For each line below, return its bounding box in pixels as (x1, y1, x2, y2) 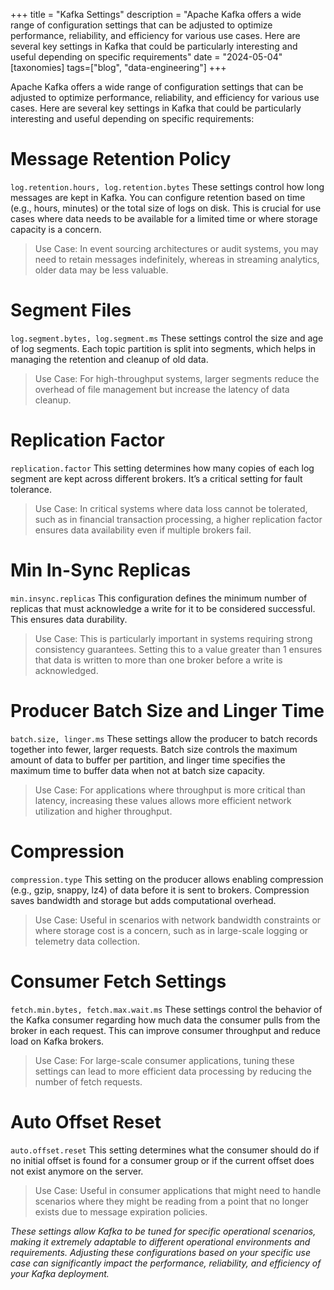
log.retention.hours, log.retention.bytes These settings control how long (10, 180, 325, 193)
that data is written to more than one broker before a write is (34, 654, 283, 666)
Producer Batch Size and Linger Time (10, 699, 325, 722)
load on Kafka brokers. (10, 1035, 105, 1047)
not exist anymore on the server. (10, 1165, 144, 1177)
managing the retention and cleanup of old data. (10, 353, 209, 365)
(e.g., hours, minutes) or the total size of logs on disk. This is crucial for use (10, 202, 322, 214)
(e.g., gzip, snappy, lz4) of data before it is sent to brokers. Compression (10, 884, 310, 896)
